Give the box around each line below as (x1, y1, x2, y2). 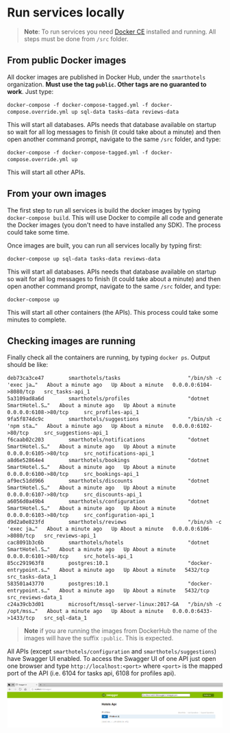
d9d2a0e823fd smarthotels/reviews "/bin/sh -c (7, 519, 222, 526)
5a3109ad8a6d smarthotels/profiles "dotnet (7, 396, 210, 402)
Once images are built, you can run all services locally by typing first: (7, 241, 202, 250)
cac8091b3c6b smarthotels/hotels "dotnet (7, 540, 210, 546)
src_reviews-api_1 (43, 533, 97, 540)
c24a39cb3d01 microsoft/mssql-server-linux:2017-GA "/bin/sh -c (7, 601, 222, 608)
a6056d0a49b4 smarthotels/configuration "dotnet (7, 498, 210, 505)
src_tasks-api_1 (43, 389, 90, 396)
